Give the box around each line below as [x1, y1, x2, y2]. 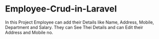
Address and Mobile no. [5, 29, 53, 35]
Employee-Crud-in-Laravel [5, 3, 117, 14]
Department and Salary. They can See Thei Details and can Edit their [5, 24, 143, 30]
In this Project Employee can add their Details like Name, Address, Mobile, [5, 19, 154, 25]
